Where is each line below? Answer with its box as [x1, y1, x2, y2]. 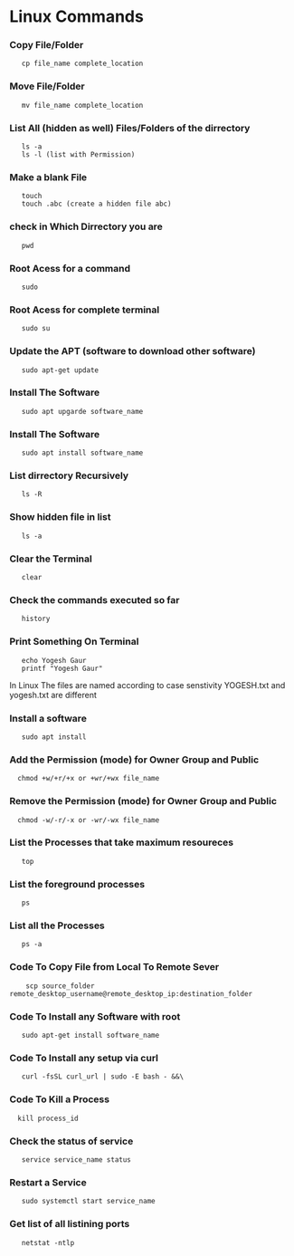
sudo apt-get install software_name [21, 1031, 160, 1040]
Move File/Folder [9, 80, 85, 92]
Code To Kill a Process [9, 1093, 110, 1106]
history [21, 614, 51, 624]
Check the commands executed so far [9, 593, 180, 606]
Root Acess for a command [9, 262, 131, 274]
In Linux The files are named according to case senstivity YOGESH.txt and [9, 679, 286, 690]
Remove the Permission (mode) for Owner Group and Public [9, 795, 278, 808]
